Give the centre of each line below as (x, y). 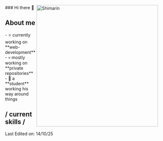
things (11, 99)
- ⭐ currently (18, 35)
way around (17, 94)
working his (17, 88)
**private (14, 68)
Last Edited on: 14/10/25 (29, 134)
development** (20, 52)
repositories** (19, 73)
